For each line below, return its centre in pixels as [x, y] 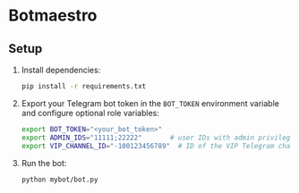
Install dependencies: [61, 70]
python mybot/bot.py [60, 180]
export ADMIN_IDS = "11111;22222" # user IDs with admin [138, 138]
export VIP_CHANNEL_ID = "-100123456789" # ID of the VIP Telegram [148, 146]
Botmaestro [53, 16]
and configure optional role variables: [90, 113]
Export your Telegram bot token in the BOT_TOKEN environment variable [150, 103]
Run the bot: [44, 163]
